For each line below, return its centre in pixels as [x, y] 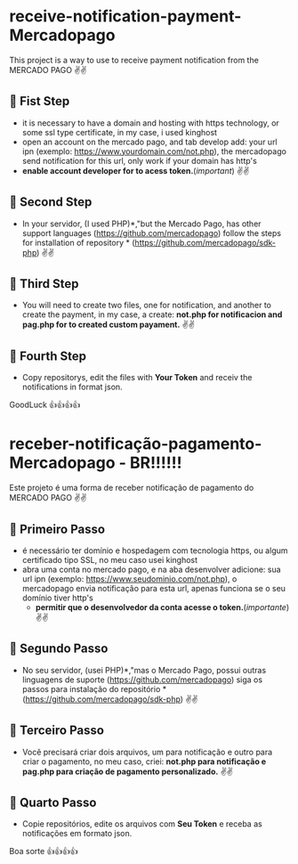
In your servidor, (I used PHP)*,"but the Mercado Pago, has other [141, 224]
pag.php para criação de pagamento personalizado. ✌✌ [128, 771]
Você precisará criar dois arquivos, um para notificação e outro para [147, 752]
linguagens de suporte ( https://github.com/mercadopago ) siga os [142, 680]
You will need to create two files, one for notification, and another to [147, 306]
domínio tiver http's [57, 598]
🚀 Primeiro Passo [57, 529]
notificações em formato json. [77, 834]
